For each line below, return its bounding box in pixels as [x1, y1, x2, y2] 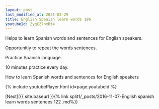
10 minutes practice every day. [5, 64, 69, 70]
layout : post [5, 7, 33, 13]
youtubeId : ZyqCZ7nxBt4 [5, 21, 55, 27]
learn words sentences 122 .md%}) [5, 99, 78, 105]
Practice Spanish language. [5, 55, 62, 61]
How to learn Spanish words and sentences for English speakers [5, 74, 139, 80]
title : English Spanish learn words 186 [5, 17, 92, 22]
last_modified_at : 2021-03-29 [5, 12, 69, 17]
